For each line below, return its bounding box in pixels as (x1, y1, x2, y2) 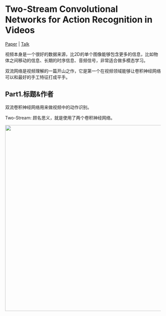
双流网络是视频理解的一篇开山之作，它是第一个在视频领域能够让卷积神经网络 (5, 68, 161, 74)
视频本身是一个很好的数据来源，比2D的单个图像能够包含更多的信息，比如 (5, 51, 154, 57)
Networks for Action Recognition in (5, 14, 153, 25)
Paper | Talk (5, 41, 30, 47)
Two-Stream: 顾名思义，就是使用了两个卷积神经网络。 (5, 115, 115, 121)
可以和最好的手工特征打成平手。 (5, 74, 70, 80)
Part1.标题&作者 (5, 90, 54, 99)
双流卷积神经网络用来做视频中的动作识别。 (5, 104, 92, 110)
